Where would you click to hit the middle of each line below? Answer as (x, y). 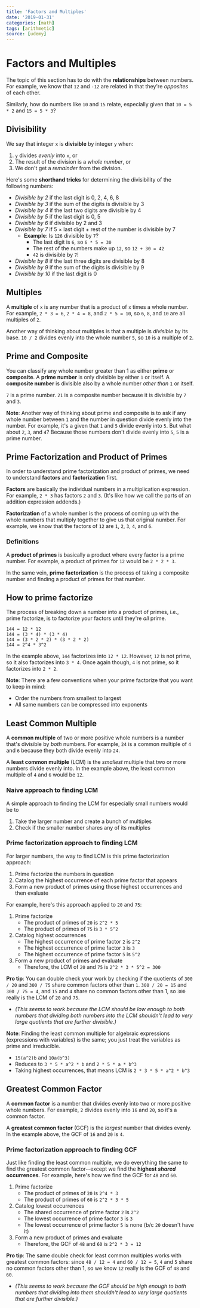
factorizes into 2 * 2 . (32, 669)
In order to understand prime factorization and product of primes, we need (98, 471)
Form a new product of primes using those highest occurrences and (99, 886)
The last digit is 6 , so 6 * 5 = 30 (72, 242)
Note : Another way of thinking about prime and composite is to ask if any (96, 413)
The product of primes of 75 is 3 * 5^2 (71, 929)
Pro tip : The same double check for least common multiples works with (94, 1255)
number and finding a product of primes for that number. (76, 579)
